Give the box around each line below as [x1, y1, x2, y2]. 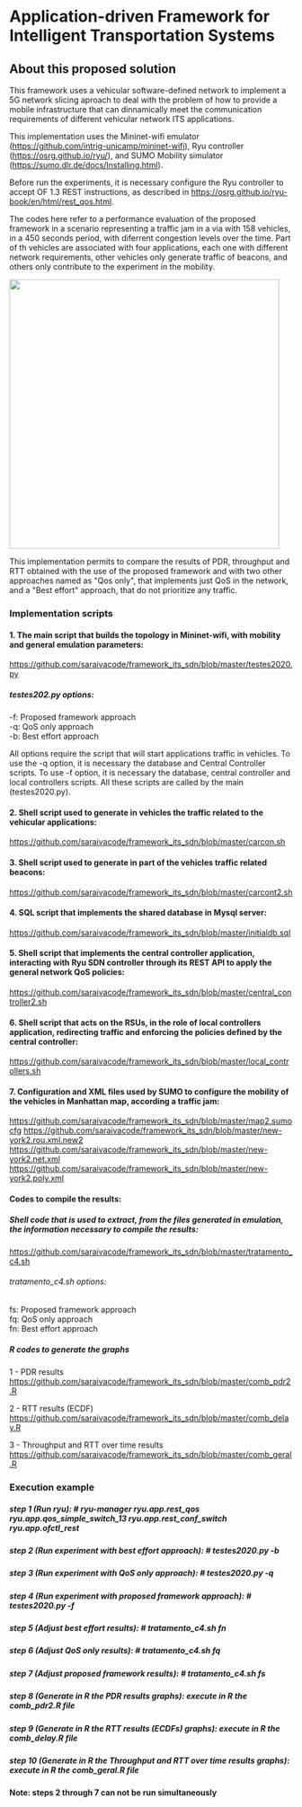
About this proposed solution [9, 61, 177, 76]
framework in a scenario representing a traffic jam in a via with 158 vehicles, [9, 223, 291, 234]
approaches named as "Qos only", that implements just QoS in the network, [9, 575, 289, 586]
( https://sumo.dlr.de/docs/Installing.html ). [9, 160, 164, 170]
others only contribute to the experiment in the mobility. [9, 261, 216, 271]
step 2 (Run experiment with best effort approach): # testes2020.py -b [9, 1545, 280, 1555]
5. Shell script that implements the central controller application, [9, 948, 255, 959]
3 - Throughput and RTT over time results [9, 1439, 164, 1450]
